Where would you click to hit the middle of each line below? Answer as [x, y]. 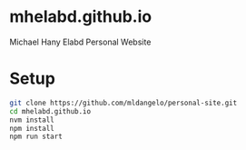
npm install [32, 128]
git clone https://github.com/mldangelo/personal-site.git [123, 103]
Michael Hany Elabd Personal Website [80, 42]
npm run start [36, 137]
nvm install [32, 120]
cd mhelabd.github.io [50, 111]
